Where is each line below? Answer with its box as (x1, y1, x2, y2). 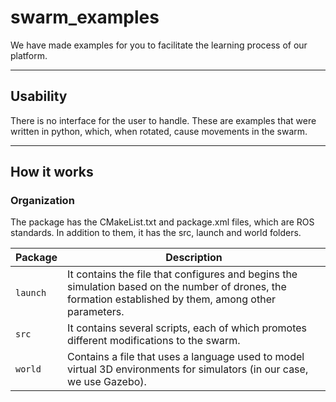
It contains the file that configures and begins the (67, 267, 298, 281)
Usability (10, 88, 68, 105)
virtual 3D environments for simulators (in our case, (67, 362, 309, 376)
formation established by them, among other (67, 292, 276, 306)
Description (165, 251, 223, 265)
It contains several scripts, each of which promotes (67, 321, 308, 335)
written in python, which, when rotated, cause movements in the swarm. (10, 125, 308, 137)
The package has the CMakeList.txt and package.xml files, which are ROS (10, 216, 315, 228)
